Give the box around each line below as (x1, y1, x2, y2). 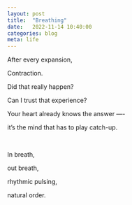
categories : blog (7, 29, 58, 37)
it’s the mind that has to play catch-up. (7, 123, 118, 132)
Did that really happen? (7, 83, 74, 91)
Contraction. (7, 69, 43, 78)
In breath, (7, 150, 35, 159)
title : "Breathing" (7, 17, 68, 24)
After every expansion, (7, 55, 73, 64)
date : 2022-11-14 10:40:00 (7, 23, 92, 30)
